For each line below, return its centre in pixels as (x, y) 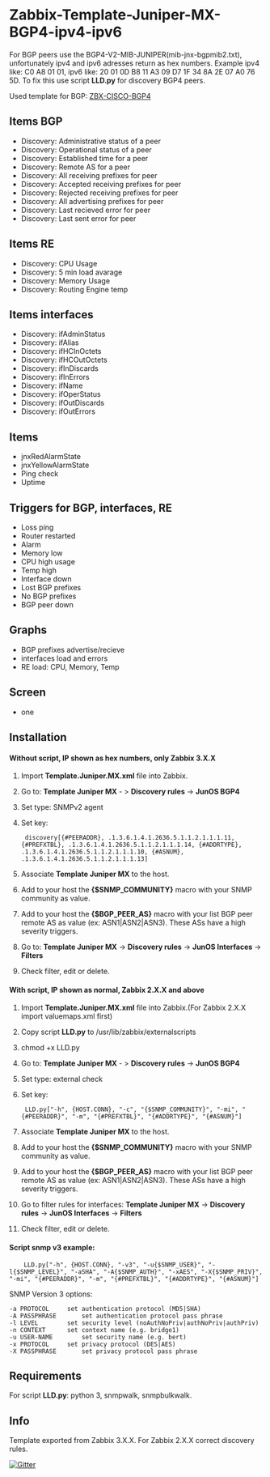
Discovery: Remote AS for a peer (75, 167)
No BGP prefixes (49, 596)
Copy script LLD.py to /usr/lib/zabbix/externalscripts (108, 1032)
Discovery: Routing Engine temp (74, 289)
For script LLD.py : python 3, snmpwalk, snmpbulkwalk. (101, 1395)
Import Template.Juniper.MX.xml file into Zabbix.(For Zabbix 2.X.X (133, 1008)
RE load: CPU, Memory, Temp (70, 666)
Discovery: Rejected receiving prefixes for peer (99, 193)
